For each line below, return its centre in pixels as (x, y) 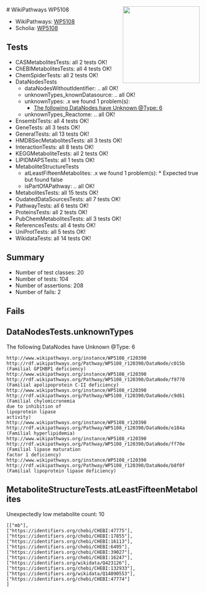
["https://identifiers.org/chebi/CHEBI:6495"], (68, 547)
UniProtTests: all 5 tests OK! (50, 231)
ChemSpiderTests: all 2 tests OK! (57, 75)
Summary (25, 258)
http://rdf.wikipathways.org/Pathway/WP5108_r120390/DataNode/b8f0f (96, 465)
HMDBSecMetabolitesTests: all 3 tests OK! (69, 140)
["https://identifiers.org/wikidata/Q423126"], (68, 563)
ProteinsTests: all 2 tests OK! (51, 212)
